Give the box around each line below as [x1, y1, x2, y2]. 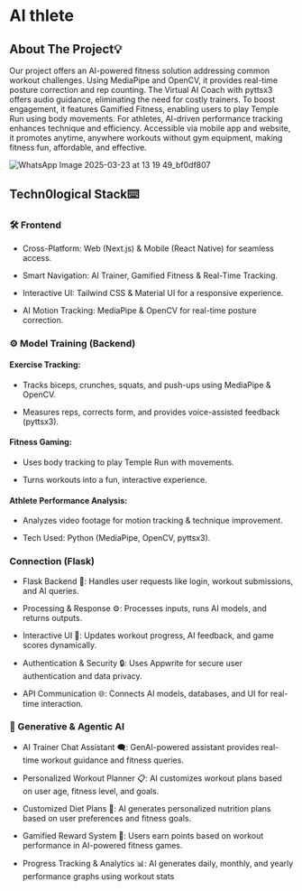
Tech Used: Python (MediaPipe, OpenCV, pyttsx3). [22, 533, 211, 543]
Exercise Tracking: [9, 359, 81, 370]
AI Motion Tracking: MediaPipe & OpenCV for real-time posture [22, 304, 257, 316]
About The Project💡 [9, 42, 123, 57]
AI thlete [9, 5, 75, 26]
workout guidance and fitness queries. [41, 755, 185, 766]
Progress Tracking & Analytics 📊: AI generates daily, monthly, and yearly [22, 858, 294, 868]
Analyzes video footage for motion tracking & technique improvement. [22, 515, 284, 526]
